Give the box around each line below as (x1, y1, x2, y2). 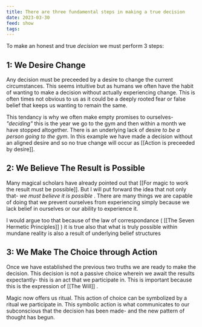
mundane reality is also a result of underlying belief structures (6, 230, 161, 237)
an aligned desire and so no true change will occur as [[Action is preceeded (6, 139, 195, 147)
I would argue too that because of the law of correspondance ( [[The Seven (6, 216, 195, 224)
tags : (6, 25, 20, 32)
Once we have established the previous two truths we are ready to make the (6, 263, 197, 270)
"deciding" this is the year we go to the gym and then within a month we (6, 120, 186, 127)
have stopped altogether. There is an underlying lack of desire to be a (6, 127, 180, 134)
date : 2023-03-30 (6, 15, 50, 21)
